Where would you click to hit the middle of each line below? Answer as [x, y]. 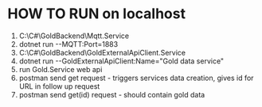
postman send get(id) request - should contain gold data [112, 94]
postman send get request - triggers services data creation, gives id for [136, 78]
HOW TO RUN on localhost [97, 14]
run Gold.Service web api [61, 69]
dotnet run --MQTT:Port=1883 [68, 44]
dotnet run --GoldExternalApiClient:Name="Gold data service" [121, 61]
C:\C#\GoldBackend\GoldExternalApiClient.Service [102, 52]
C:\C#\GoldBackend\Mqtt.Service [74, 36]
